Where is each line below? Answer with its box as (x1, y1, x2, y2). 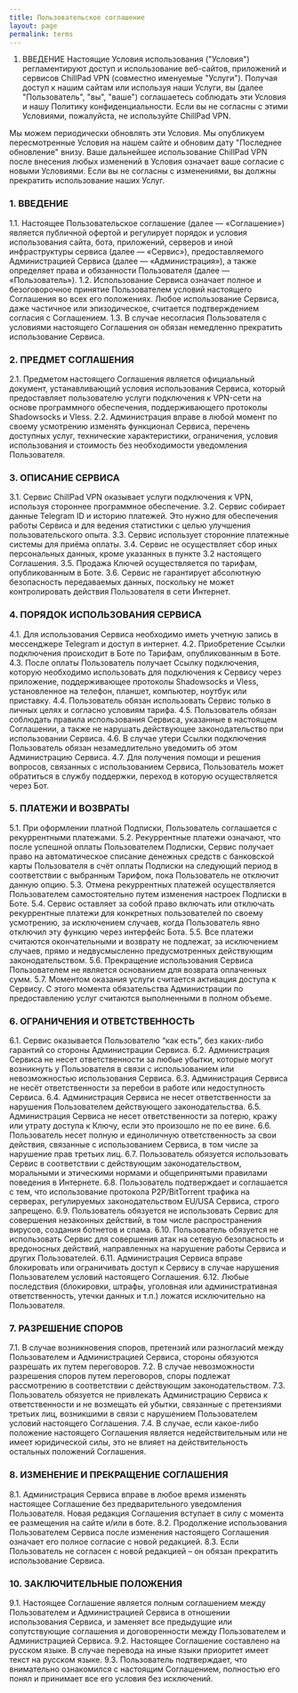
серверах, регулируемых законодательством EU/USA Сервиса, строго (9, 1196, 280, 1207)
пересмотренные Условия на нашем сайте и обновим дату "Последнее (9, 137, 283, 148)
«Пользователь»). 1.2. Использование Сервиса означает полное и (9, 274, 262, 285)
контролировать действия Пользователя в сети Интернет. (9, 587, 231, 597)
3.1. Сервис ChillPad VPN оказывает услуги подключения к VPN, (9, 491, 254, 503)
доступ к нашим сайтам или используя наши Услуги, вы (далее (21, 82, 264, 93)
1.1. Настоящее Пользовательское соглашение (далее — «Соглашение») (9, 217, 286, 228)
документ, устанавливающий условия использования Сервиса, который (9, 383, 286, 393)
